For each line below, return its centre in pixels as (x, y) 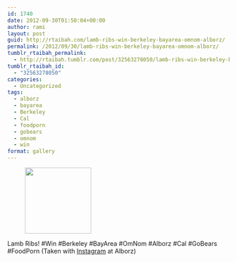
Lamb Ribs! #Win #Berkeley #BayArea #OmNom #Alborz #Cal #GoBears (112, 243)
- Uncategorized (37, 86)
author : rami (26, 27)
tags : (15, 92)
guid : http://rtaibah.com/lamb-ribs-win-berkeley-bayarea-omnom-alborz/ (116, 40)
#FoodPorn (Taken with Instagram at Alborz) (72, 251)
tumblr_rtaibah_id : (36, 66)
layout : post (26, 33)
